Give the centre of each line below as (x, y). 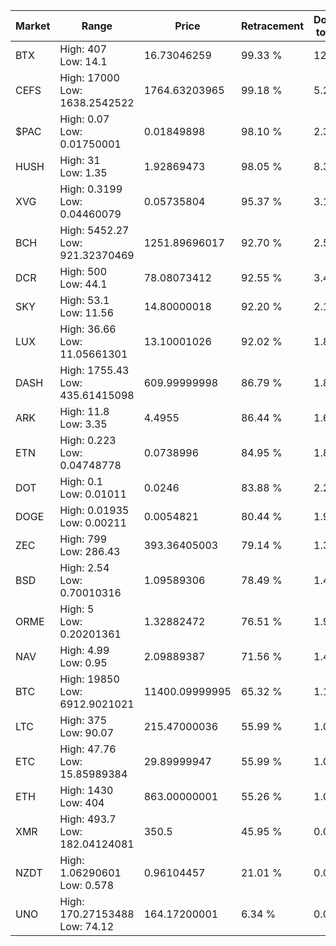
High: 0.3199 (91, 189)
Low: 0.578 (87, 885)
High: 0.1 (81, 481)
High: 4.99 (84, 650)
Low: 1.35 (83, 172)
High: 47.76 (88, 749)
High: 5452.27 (94, 230)
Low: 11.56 (87, 312)
